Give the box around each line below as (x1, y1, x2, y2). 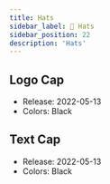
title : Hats (9, 13, 54, 23)
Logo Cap (9, 72, 65, 87)
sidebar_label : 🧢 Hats (9, 22, 95, 31)
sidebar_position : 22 (9, 30, 91, 39)
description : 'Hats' (9, 38, 87, 48)
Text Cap (9, 132, 61, 148)
